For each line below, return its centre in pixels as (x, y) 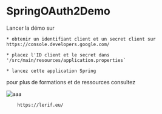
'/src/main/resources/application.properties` (66, 60)
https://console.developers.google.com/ (58, 44)
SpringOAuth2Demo (58, 11)
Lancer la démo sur (30, 28)
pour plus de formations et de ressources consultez (71, 82)
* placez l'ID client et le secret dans (58, 55)
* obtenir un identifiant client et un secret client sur (81, 39)
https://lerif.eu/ (40, 105)
